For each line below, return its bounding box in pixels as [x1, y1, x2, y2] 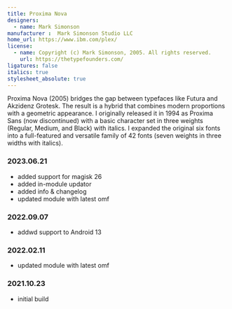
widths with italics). [7, 139, 63, 148]
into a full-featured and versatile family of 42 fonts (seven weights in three [7, 131, 222, 140]
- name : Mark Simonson [13, 23, 80, 30]
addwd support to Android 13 [17, 228, 102, 236]
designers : [7, 17, 39, 24]
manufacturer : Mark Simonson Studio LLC [7, 29, 133, 37]
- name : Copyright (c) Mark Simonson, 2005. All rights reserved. [13, 50, 212, 57]
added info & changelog [17, 187, 87, 196]
